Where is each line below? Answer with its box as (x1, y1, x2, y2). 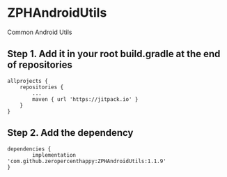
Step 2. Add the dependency (7, 127, 134, 139)
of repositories (7, 59, 73, 71)
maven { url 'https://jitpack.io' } (32, 95, 139, 102)
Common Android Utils (7, 28, 72, 36)
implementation (32, 151, 77, 158)
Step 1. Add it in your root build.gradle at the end (7, 48, 221, 60)
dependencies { (7, 145, 52, 153)
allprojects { (7, 77, 49, 84)
